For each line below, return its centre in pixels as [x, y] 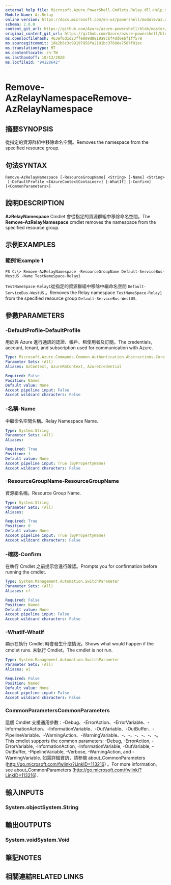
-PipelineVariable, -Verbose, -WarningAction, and [79, 751]
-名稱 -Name [20, 409]
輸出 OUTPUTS [28, 825]
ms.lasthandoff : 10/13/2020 [35, 57]
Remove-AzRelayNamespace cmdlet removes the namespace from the [81, 222]
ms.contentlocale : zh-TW [32, 53]
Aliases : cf [18, 591]
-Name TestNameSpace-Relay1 [51, 276]
